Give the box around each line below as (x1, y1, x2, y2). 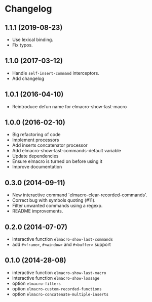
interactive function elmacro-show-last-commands (12, 236, 113, 242)
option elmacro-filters (12, 280, 61, 286)
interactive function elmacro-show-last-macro (12, 269, 106, 276)
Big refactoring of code (12, 132, 61, 138)
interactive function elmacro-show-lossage (12, 275, 100, 281)
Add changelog (12, 75, 45, 81)
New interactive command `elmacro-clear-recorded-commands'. (12, 192, 147, 198)
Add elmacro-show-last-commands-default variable (12, 148, 122, 154)
